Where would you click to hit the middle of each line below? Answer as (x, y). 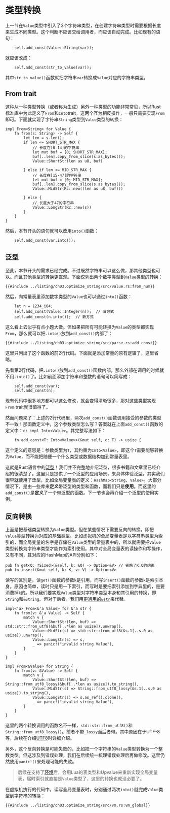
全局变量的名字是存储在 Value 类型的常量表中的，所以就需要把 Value (92, 542)
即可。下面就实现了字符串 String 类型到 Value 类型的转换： (64, 119)
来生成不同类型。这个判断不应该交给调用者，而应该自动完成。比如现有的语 (83, 31)
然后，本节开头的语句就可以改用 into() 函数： (52, 231)
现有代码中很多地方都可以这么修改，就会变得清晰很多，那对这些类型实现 (80, 400)
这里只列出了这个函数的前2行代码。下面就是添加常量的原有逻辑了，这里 (80, 353)
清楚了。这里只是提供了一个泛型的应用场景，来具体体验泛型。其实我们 (92, 473)
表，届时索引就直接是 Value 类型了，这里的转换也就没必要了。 (81, 779)
